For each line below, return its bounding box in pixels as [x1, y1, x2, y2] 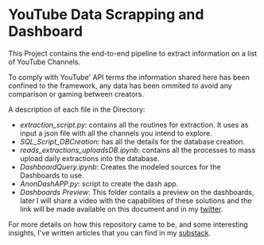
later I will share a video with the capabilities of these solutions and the [19, 196, 252, 205]
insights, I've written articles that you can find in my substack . [8, 228, 211, 237]
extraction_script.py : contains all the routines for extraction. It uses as [19, 120, 249, 129]
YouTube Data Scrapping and [8, 6, 204, 24]
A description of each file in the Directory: [8, 105, 146, 114]
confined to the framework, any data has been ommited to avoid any [8, 81, 232, 90]
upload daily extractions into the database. [19, 153, 160, 163]
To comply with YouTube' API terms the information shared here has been [8, 72, 250, 82]
